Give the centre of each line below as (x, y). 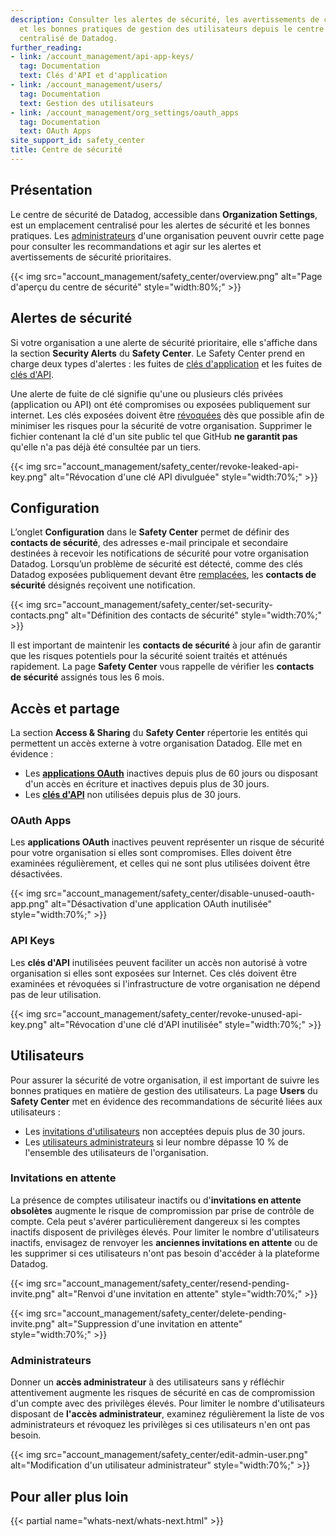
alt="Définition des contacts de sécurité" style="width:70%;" (196, 615)
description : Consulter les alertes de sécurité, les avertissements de (165, 19)
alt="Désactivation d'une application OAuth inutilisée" (161, 904)
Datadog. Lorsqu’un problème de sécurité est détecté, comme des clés (156, 564)
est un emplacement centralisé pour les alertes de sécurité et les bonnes (160, 225)
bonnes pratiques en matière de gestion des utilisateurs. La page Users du (164, 1090)
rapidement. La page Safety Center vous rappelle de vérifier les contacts (162, 667)
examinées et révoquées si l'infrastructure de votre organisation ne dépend (165, 983)
